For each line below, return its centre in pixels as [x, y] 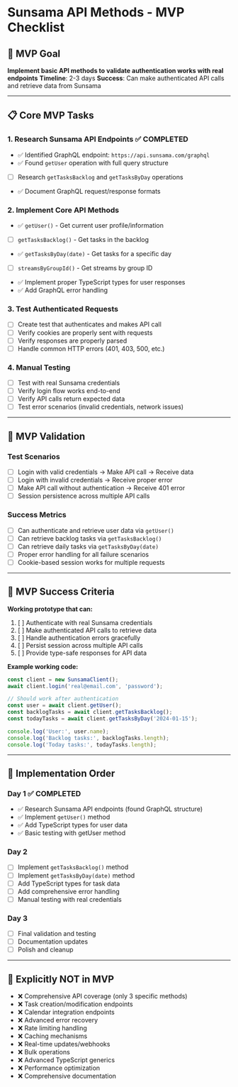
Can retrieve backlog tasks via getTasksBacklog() [90, 538]
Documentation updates [53, 942]
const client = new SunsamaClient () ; [63, 679]
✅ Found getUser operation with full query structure [93, 162]
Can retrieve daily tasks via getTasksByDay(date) [88, 546]
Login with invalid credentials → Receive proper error [95, 480]
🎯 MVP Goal [34, 54]
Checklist [36, 27]
